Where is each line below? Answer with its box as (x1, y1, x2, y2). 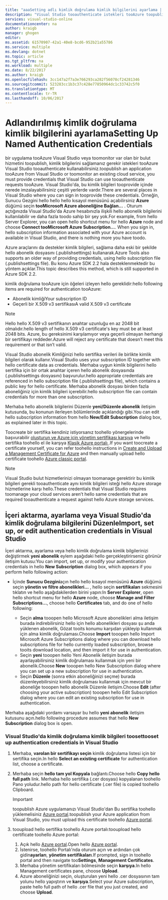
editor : (5, 36, 21, 41)
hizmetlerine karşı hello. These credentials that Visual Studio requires (5, 486, 146, 492)
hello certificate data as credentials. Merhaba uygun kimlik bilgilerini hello (5, 362, 156, 368)
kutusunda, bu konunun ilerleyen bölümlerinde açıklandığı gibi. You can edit (5, 409, 159, 415)
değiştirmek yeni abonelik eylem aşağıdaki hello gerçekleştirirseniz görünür (5, 553, 161, 559)
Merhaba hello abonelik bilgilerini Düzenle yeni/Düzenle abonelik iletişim (5, 404, 156, 410)
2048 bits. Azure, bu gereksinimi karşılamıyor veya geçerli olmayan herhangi (5, 331, 163, 337)
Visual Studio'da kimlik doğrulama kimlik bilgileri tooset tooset (5, 732, 159, 739)
